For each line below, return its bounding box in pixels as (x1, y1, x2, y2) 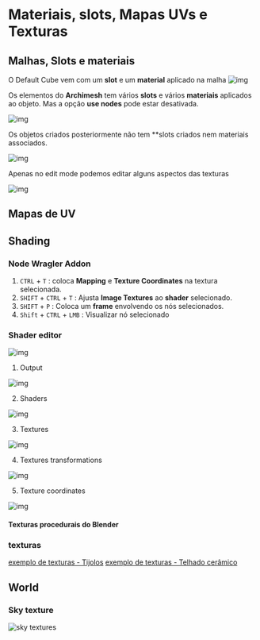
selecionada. (19, 284, 62, 295)
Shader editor (8, 330, 63, 341)
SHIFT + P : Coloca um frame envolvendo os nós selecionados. (19, 302, 224, 311)
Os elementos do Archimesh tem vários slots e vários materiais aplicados (8, 91, 252, 100)
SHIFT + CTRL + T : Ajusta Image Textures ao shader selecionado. (19, 293, 232, 303)
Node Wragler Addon (8, 258, 91, 269)
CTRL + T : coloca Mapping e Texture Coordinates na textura (19, 276, 218, 286)
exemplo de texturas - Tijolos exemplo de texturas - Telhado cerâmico (8, 557, 238, 567)
